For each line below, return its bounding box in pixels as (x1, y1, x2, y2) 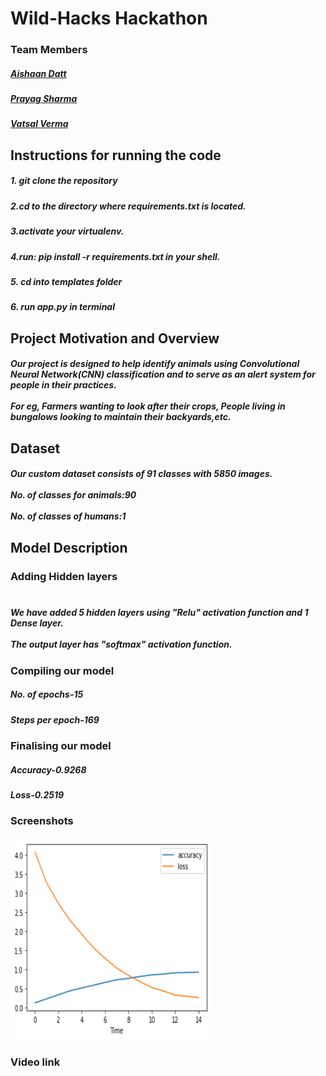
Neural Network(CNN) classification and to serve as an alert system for (10, 368, 316, 381)
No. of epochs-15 (10, 688, 84, 701)
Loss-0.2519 (10, 788, 65, 801)
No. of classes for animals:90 (10, 489, 137, 501)
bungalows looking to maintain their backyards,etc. (10, 411, 232, 423)
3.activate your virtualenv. (10, 225, 125, 237)
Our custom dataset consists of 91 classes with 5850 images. (10, 468, 273, 480)
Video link (10, 1055, 61, 1069)
